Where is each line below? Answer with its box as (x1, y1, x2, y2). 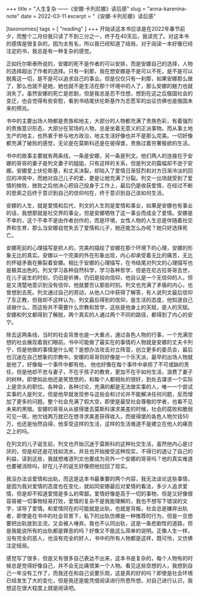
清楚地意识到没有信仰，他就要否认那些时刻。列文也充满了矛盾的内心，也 (16, 282, 193, 288)
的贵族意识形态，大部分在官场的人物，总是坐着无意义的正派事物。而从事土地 (6, 125, 193, 132)
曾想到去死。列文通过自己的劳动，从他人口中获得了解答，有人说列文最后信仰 (6, 289, 193, 296)
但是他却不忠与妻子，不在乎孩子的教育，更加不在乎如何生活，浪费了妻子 (16, 368, 193, 375)
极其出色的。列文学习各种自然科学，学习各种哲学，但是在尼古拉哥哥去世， (11, 267, 193, 273)
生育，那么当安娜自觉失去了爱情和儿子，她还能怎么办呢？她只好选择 (16, 225, 182, 231)
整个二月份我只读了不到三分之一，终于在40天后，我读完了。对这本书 (21, 33, 190, 40)
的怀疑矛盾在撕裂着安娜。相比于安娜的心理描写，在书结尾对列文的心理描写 (6, 259, 188, 266)
